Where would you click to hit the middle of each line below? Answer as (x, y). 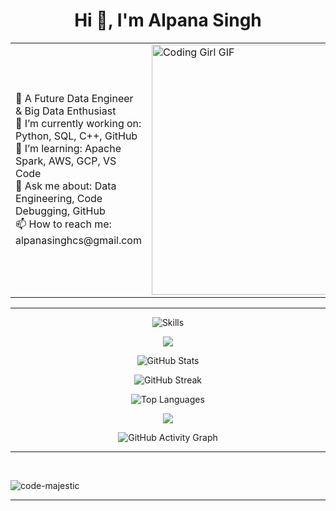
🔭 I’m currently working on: (78, 124)
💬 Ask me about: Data (66, 186)
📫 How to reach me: (63, 224)
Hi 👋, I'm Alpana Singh (168, 20)
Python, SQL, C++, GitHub (76, 136)
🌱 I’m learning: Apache (68, 149)
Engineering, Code (59, 199)
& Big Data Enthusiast (66, 111)
